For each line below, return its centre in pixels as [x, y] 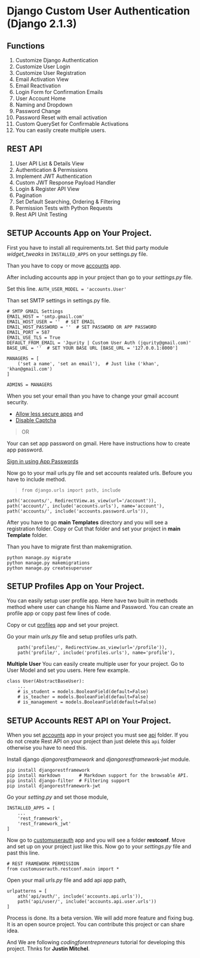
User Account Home [41, 98]
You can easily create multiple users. [61, 130]
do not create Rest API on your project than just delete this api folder [91, 741]
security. [18, 402]
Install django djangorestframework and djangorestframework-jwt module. [99, 759]
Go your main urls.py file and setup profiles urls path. [72, 636]
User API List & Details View [50, 163]
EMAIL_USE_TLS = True [34, 337]
